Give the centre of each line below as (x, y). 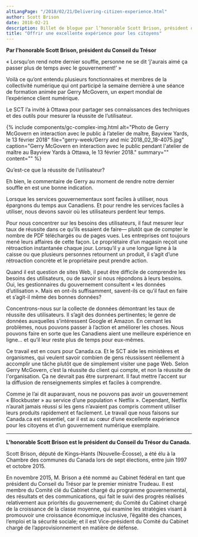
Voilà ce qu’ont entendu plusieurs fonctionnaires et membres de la (86, 80)
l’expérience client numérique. (43, 98)
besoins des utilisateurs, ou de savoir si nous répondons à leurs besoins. (94, 278)
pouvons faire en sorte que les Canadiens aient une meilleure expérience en (99, 334)
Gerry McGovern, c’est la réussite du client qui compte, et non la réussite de (98, 370)
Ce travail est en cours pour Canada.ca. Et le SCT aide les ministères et (93, 351)
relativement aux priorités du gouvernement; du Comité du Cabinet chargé (97, 503)
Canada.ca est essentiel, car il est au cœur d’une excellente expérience (93, 419)
